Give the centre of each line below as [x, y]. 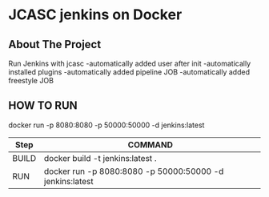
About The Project [55, 44]
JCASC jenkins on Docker [95, 15]
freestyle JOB [31, 80]
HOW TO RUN [43, 106]
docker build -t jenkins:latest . [100, 158]
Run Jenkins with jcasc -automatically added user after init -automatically [130, 63]
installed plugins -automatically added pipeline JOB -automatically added [129, 72]
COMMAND [151, 144]
